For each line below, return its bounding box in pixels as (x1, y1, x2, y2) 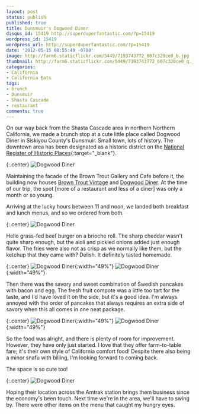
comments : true (6, 108, 44, 114)
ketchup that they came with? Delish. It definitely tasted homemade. (6, 251, 172, 258)
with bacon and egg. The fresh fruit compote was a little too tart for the (6, 287, 179, 294)
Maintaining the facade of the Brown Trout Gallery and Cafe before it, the (6, 173, 185, 180)
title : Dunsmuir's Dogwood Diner (6, 25, 89, 31)
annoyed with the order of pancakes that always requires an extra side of (6, 299, 185, 306)
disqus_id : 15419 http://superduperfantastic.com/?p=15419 (6, 31, 155, 37)
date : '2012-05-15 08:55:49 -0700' (6, 48, 94, 53)
